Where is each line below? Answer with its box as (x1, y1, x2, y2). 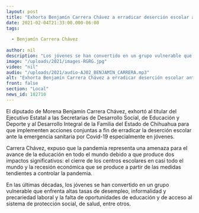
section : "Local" (6, 86, 49, 92)
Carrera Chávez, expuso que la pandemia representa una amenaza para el (6, 144, 188, 151)
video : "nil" (6, 63, 38, 70)
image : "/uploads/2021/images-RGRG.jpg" (6, 58, 108, 64)
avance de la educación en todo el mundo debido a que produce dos (6, 151, 175, 158)
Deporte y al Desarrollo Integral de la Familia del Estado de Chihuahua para (6, 120, 190, 128)
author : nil (6, 47, 36, 53)
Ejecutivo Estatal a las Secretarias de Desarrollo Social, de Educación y (6, 114, 179, 121)
